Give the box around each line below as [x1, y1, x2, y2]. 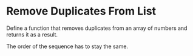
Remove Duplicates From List [6, 4, 157, 18]
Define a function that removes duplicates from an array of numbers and [6, 24, 188, 32]
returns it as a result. [6, 30, 58, 38]
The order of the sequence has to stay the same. [6, 43, 129, 50]
